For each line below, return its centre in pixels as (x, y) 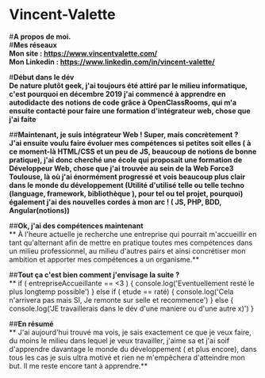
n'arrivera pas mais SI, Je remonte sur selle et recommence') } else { (121, 300)
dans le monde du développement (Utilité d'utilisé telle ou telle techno (127, 185)
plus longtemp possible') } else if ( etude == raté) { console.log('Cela (121, 292)
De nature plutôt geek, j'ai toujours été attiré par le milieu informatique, (129, 86)
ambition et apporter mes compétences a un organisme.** (104, 259)
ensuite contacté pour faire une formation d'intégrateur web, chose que (130, 111)
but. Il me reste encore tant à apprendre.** (79, 365)
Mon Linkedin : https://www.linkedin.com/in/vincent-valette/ (112, 62)
